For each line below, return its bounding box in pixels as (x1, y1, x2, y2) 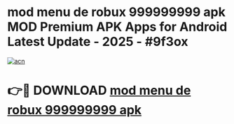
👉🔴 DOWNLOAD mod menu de (7, 83, 191, 98)
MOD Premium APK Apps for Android (7, 19, 228, 35)
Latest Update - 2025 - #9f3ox (7, 34, 188, 49)
